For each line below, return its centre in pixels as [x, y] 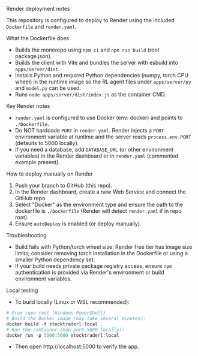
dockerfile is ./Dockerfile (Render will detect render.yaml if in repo [98, 211]
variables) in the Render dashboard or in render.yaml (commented [97, 156]
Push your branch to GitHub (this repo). [64, 185]
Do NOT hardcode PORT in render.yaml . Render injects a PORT [89, 130]
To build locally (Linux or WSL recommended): [72, 302]
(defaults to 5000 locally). [47, 143]
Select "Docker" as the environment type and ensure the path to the [99, 204]
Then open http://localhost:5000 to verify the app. [77, 346]
